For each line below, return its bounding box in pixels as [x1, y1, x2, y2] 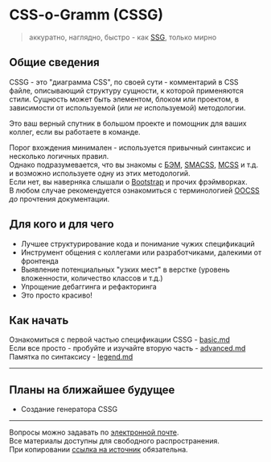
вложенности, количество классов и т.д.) [20, 273, 163, 283]
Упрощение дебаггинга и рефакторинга [20, 281, 158, 291]
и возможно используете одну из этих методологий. [9, 168, 191, 178]
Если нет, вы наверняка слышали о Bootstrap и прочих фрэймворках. [9, 177, 248, 186]
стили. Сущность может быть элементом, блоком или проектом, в [9, 94, 240, 104]
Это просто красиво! [20, 290, 93, 300]
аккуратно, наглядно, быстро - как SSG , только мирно [28, 32, 217, 42]
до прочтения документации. [9, 194, 110, 203]
